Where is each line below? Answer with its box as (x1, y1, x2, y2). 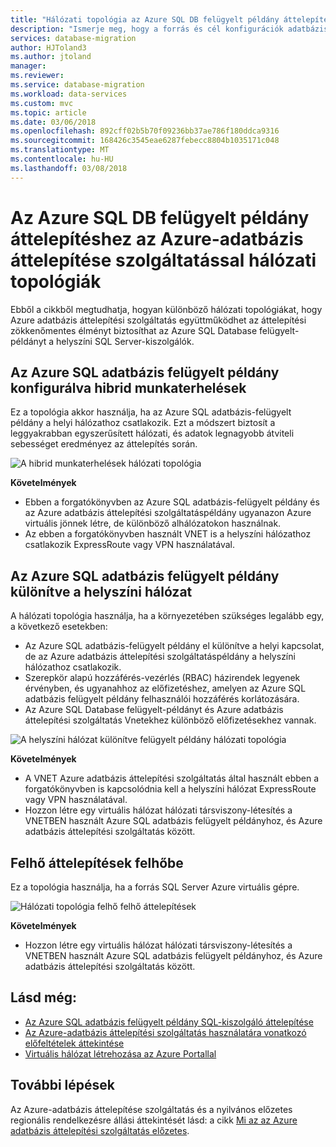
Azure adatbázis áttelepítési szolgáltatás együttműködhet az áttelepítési (10, 314, 307, 326)
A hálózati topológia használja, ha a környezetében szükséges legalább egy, (10, 610, 325, 622)
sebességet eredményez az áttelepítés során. (10, 438, 198, 450)
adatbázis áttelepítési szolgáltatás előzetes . (10, 1124, 190, 1136)
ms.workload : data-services (10, 89, 128, 99)
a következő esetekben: (10, 621, 108, 633)
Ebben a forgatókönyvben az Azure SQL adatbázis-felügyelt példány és (24, 496, 320, 508)
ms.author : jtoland (10, 52, 92, 62)
